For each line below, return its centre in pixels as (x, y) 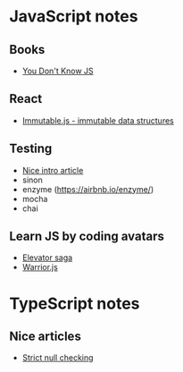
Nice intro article (53, 170)
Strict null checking (58, 358)
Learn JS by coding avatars (87, 237)
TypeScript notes (75, 304)
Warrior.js (40, 267)
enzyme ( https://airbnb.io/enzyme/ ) (88, 189)
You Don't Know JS (58, 71)
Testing (31, 149)
